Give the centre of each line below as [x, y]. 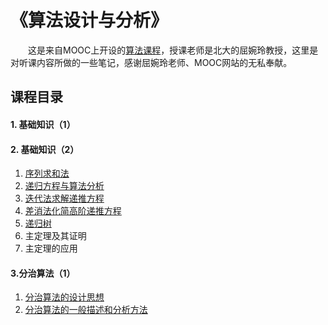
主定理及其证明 [55, 236]
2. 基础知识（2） [45, 149]
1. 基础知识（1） [43, 124]
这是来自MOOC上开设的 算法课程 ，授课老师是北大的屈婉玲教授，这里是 [173, 50]
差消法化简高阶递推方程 [73, 211]
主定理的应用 [51, 248]
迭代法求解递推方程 [64, 198]
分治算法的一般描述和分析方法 [86, 310]
